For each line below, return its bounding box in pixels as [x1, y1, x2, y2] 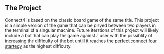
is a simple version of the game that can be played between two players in [5, 22, 156, 28]
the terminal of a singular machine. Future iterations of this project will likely [5, 27, 159, 33]
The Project [5, 4, 42, 12]
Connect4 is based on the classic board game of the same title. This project [5, 17, 159, 23]
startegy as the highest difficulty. [5, 43, 72, 49]
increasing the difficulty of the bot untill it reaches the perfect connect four [5, 38, 157, 44]
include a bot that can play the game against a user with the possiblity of [5, 32, 153, 38]
